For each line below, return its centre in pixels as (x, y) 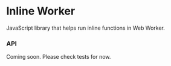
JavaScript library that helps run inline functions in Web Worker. (85, 28)
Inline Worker (41, 11)
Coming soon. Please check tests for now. (59, 57)
